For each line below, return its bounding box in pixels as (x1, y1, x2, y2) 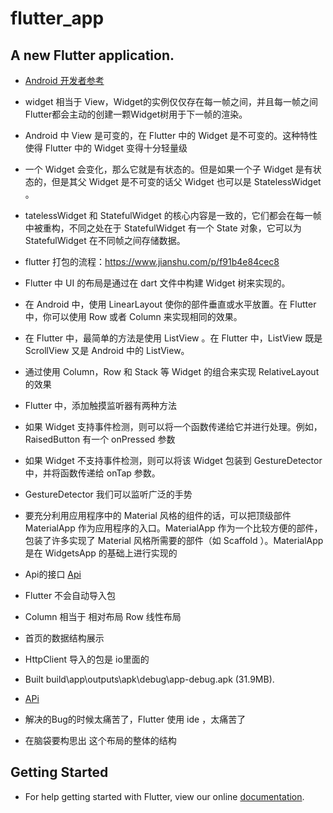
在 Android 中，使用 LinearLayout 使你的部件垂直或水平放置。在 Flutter (24, 298, 317, 310)
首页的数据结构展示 (24, 632, 105, 644)
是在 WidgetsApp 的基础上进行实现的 (24, 547, 178, 559)
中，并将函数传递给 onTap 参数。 (24, 467, 161, 479)
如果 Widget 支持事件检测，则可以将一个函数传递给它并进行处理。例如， (24, 421, 323, 432)
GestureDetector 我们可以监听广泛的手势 (24, 488, 193, 500)
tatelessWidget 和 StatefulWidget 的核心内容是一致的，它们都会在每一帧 (24, 210, 322, 221)
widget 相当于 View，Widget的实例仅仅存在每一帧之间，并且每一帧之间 (24, 96, 318, 107)
